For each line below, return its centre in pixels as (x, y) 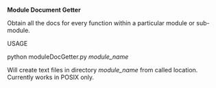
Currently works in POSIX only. (51, 77)
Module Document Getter (44, 10)
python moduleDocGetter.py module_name (68, 57)
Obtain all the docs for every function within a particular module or (101, 23)
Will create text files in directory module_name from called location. (103, 70)
